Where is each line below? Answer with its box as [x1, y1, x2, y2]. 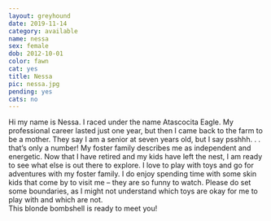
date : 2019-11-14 [8, 19, 68, 28]
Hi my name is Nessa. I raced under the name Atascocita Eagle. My [8, 117, 234, 127]
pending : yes [8, 87, 53, 96]
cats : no [8, 95, 38, 103]
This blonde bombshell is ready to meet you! [8, 204, 158, 214]
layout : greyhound [8, 11, 71, 20]
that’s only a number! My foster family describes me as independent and [8, 143, 251, 153]
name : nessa [8, 34, 49, 43]
